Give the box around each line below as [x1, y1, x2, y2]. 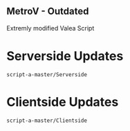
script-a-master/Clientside [6, 117, 88, 124]
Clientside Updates [6, 94, 119, 110]
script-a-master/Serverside [6, 71, 88, 78]
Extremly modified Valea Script [6, 24, 95, 32]
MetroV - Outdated [6, 6, 89, 17]
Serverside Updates [6, 49, 124, 64]
